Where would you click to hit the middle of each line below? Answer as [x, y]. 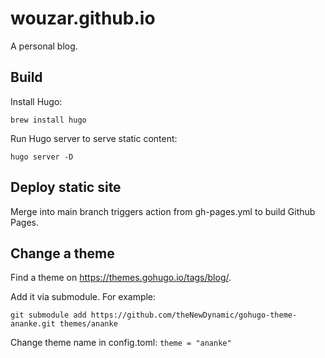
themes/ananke [88, 324]
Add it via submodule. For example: [83, 297]
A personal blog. [44, 46]
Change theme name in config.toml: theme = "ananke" [121, 343]
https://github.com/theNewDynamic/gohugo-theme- [194, 315]
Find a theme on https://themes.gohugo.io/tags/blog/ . [121, 278]
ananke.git [33, 324]
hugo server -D [42, 157]
